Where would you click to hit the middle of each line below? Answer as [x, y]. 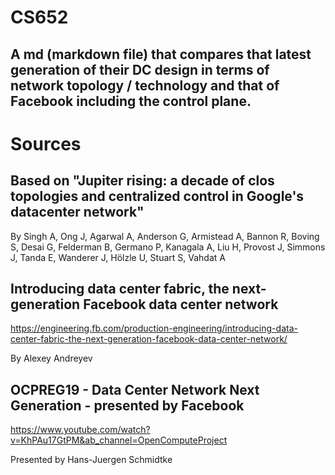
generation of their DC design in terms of [140, 69]
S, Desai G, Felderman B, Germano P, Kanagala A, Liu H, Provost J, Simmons [168, 247]
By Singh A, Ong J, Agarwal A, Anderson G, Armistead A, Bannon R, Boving [165, 236]
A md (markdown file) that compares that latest [161, 54]
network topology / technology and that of [145, 85]
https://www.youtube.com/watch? [80, 430]
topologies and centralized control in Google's [157, 196]
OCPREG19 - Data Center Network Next [135, 389]
